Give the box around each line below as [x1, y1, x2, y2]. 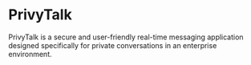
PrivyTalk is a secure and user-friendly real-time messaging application [8, 32, 244, 42]
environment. [8, 49, 52, 59]
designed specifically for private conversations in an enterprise [8, 40, 217, 50]
